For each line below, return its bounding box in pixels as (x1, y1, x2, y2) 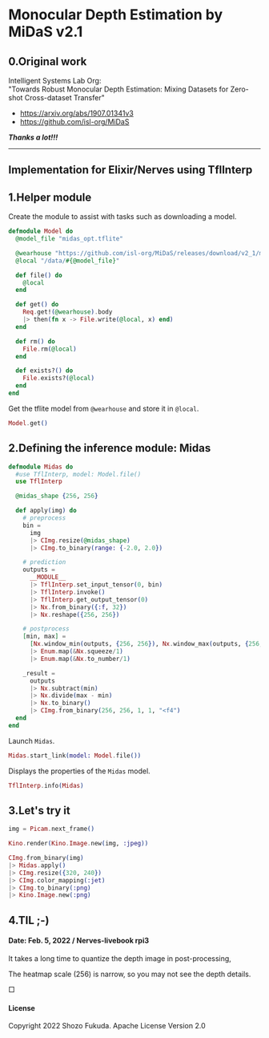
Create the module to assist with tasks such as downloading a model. (8, 212, 237, 221)
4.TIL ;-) (8, 913, 50, 927)
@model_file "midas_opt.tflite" (15, 235, 124, 243)
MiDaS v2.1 (8, 22, 83, 41)
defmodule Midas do (8, 463, 74, 471)
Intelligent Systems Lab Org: (8, 76, 102, 85)
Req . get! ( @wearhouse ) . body (22, 308, 113, 316)
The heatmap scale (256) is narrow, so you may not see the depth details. (8, 969, 251, 979)
